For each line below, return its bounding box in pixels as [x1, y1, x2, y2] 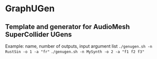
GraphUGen [5, 3, 55, 14]
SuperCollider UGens [5, 30, 72, 38]
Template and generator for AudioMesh [5, 23, 130, 31]
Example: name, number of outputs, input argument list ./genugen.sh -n [5, 43, 153, 49]
